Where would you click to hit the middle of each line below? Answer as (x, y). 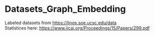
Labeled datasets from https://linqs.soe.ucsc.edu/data (61, 23)
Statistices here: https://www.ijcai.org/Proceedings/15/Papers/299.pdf (77, 28)
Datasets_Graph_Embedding (65, 9)
